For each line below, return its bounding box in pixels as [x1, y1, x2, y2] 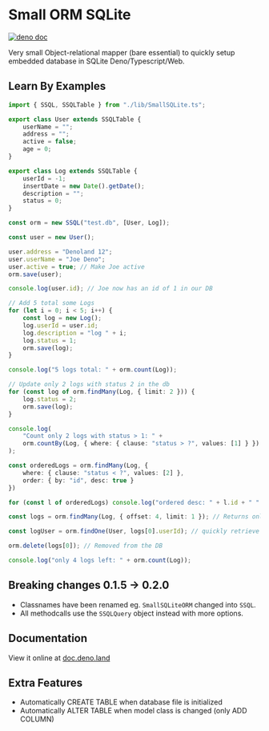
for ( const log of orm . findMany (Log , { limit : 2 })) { [8, 388, 195, 396]
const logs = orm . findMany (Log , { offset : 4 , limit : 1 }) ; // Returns [8, 513, 249, 521]
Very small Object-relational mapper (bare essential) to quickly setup [8, 47, 235, 57]
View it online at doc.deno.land [8, 652, 110, 663]
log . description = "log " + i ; [22, 329, 127, 337]
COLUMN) [19, 714, 54, 724]
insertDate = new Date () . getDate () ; [22, 182, 146, 190]
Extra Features [8, 676, 83, 689]
